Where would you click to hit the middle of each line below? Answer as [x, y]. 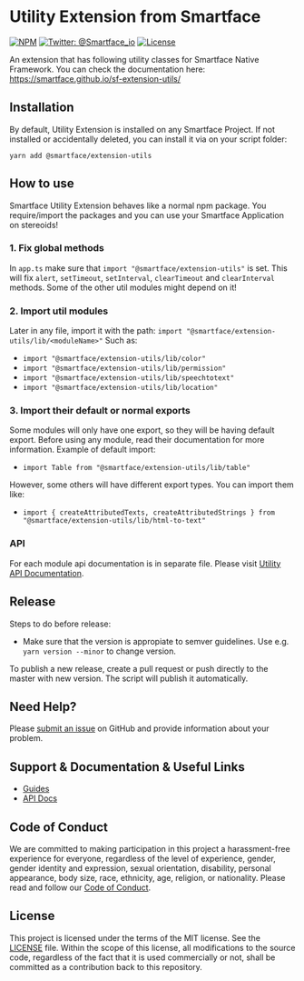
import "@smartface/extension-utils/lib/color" [114, 359]
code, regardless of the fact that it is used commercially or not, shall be [142, 957]
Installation [42, 108]
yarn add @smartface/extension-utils [81, 155]
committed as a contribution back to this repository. [106, 966]
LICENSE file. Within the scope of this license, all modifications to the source [152, 947]
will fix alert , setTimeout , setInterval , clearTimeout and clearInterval [142, 277]
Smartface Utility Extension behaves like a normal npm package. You [138, 205]
